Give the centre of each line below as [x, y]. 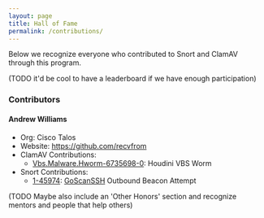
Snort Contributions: [54, 172]
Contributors [35, 100]
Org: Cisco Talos [48, 137]
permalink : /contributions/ [56, 31]
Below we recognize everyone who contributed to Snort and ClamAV [123, 54]
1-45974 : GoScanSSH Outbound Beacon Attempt [114, 181]
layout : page [30, 16]
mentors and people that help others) [71, 205]
